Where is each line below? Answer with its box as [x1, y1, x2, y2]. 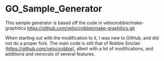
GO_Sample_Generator [5, 3, 102, 15]
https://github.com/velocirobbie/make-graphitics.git [27, 25, 135, 31]
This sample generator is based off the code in [5, 20, 102, 26]
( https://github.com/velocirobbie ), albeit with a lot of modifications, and [5, 45, 154, 51]
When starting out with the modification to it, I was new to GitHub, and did [5, 35, 159, 41]
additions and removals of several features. [5, 51, 95, 57]
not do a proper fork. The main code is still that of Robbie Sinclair [5, 40, 141, 46]
